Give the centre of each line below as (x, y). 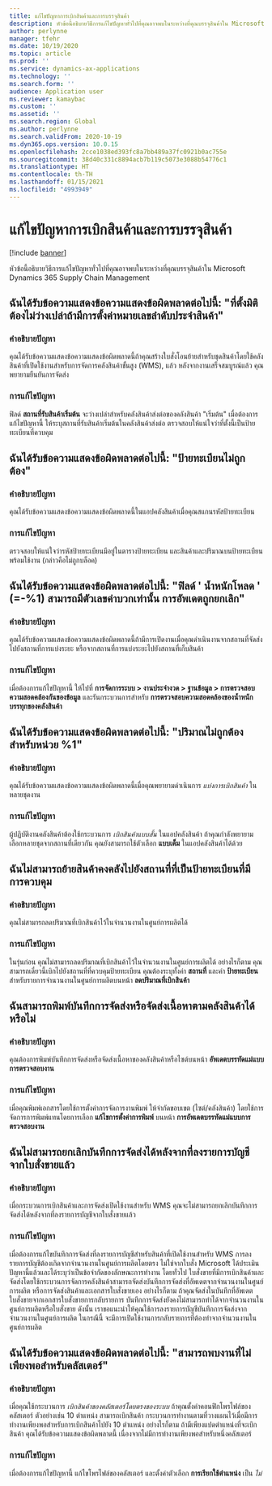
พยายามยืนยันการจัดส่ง (39, 375)
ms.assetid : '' (35, 114)
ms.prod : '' (29, 62)
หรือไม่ (22, 1019)
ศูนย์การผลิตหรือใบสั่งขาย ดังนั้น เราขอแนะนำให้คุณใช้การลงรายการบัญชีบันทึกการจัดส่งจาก (128, 1308)
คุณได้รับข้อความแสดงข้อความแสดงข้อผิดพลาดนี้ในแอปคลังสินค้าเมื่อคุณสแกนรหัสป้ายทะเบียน (132, 511)
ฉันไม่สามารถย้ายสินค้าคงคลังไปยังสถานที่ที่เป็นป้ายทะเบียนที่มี (130, 869)
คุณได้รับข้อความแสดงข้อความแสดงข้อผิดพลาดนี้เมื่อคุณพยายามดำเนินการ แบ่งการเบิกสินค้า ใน (133, 786)
